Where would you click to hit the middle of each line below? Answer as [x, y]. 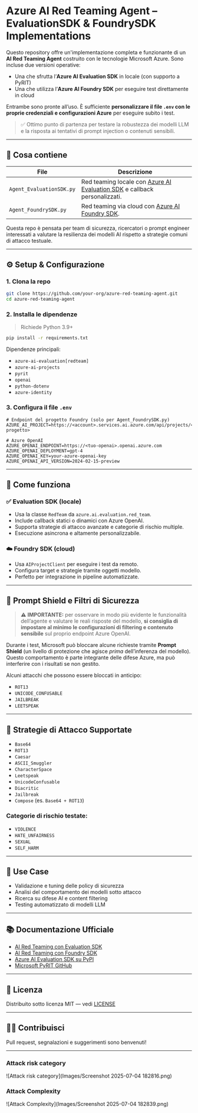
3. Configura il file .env [39, 408]
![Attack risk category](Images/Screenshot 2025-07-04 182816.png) [89, 1076]
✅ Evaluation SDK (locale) [44, 502]
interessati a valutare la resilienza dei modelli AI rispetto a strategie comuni [97, 234]
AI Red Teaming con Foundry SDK [56, 953]
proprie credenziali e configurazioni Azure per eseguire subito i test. [90, 113]
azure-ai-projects [37, 367]
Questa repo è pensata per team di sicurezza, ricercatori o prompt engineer [98, 228]
